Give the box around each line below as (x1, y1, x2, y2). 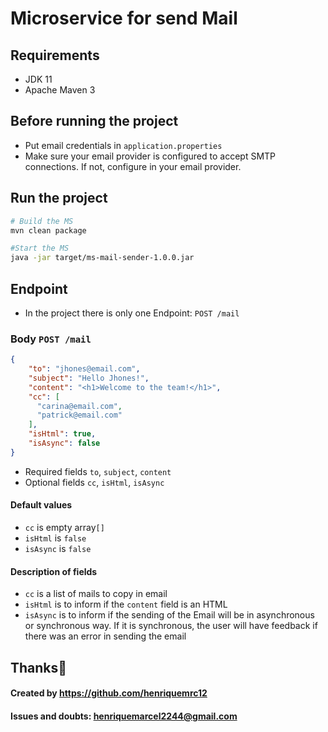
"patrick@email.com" (36, 410, 123, 421)
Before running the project (10, 113, 179, 130)
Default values (10, 499, 73, 511)
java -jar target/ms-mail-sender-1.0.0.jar (10, 253, 195, 263)
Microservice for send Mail (10, 7, 238, 30)
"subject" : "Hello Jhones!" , (28, 373, 150, 383)
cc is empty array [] (24, 522, 105, 534)
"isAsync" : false (28, 438, 101, 449)
